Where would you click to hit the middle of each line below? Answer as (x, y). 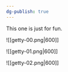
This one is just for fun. (34, 28)
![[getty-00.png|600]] (33, 40)
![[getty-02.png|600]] (33, 63)
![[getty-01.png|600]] (32, 51)
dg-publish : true (27, 12)
